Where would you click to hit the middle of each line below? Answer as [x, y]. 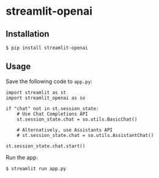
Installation [28, 34]
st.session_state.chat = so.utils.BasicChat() [77, 119]
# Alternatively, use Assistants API [65, 130]
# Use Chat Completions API [52, 114]
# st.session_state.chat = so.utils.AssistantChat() [85, 135]
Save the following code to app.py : [49, 81]
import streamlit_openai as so [46, 98]
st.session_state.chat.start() [46, 146]
